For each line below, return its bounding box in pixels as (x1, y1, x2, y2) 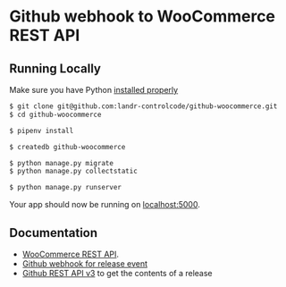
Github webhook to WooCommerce (9, 6, 275, 27)
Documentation (9, 225, 98, 241)
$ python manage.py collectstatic (9, 167, 139, 176)
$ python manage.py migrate (9, 158, 114, 167)
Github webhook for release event (21, 257, 148, 269)
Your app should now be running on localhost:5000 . (9, 199, 201, 210)
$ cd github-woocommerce (9, 110, 102, 119)
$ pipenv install (9, 126, 74, 135)
